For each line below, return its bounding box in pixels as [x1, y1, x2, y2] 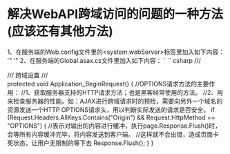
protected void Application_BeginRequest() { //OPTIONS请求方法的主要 [7, 79, 209, 88]
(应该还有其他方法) [7, 23, 114, 39]
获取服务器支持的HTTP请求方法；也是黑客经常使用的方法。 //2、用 [33, 88, 223, 97]
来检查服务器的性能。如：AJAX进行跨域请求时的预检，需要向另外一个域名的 [7, 97, 223, 105]
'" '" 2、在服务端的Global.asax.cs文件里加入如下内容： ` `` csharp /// [7, 56, 202, 64]
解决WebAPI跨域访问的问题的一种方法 [7, 6, 223, 22]
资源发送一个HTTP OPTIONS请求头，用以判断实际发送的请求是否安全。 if [7, 105, 215, 114]
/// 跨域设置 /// [7, 70, 48, 79]
